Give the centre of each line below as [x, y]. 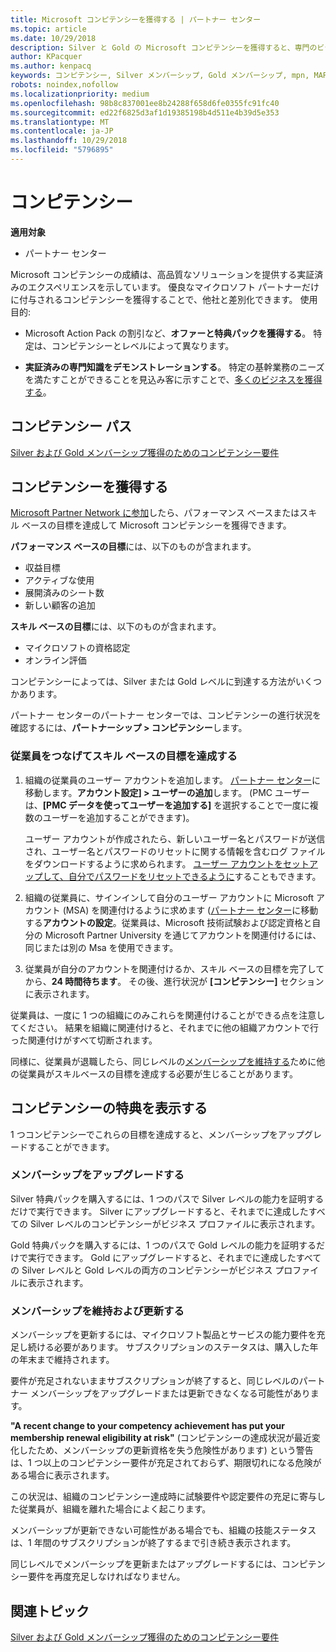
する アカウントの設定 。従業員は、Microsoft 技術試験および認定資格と [168, 922]
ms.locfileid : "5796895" [62, 150]
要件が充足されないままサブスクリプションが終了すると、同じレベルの [155, 1381]
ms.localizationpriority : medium [80, 94]
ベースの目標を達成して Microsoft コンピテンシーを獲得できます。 [156, 525]
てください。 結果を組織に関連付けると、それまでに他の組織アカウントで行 [164, 1027]
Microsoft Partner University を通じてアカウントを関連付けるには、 [183, 935]
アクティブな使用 [59, 580]
